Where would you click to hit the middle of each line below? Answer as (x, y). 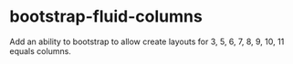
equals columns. (40, 50)
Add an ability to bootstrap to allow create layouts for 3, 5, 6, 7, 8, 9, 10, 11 (147, 41)
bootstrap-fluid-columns (106, 17)
